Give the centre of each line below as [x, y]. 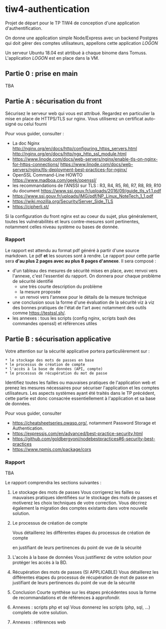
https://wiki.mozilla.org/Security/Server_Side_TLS [63, 201]
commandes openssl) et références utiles [55, 323]
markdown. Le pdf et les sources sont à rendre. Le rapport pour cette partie [83, 256]
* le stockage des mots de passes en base [50, 360]
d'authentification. [24, 28]
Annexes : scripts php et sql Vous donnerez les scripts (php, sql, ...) [81, 607]
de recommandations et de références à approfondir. [66, 597]
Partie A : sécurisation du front [54, 101]
